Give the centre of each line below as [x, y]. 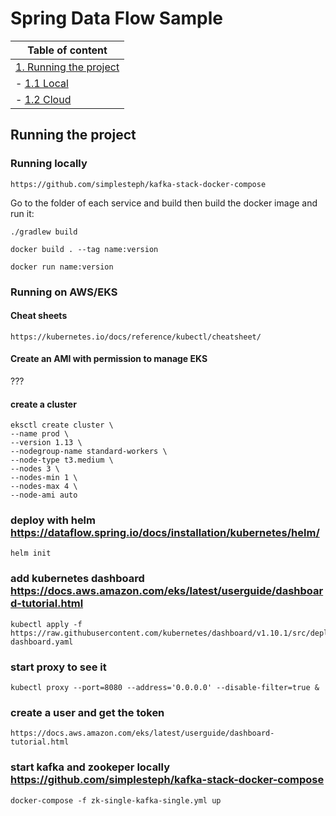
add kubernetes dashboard [77, 579]
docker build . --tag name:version [84, 249]
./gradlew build [44, 232]
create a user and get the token [87, 712]
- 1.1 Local [42, 83]
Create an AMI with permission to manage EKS [109, 359]
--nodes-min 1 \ [44, 478]
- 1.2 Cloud [43, 99]
